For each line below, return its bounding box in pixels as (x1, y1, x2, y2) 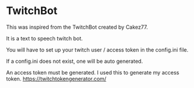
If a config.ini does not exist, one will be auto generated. (6, 57, 143, 65)
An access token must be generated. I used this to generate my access (6, 69, 179, 76)
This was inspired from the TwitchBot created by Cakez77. (6, 23, 148, 31)
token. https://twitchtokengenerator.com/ (6, 75, 106, 82)
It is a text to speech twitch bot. (6, 35, 83, 42)
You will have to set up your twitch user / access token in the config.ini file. (6, 46, 189, 53)
